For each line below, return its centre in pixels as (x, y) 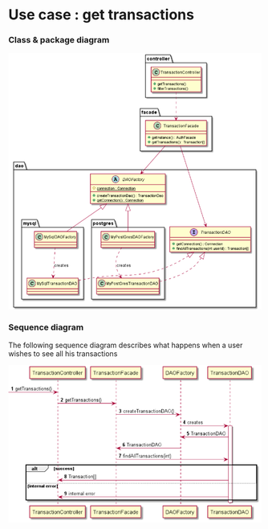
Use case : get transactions (102, 15)
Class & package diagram (59, 40)
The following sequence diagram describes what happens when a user (126, 345)
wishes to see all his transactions (63, 353)
